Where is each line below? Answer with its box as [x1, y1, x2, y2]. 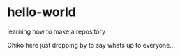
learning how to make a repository [7, 27, 106, 36]
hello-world [7, 4, 77, 20]
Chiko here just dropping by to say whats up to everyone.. [7, 41, 174, 49]
